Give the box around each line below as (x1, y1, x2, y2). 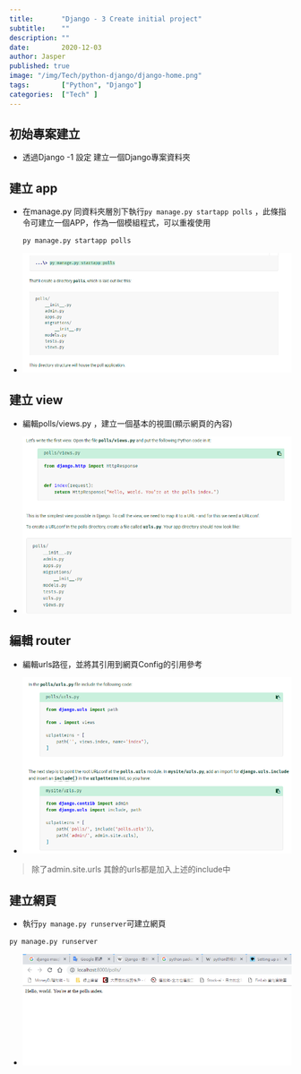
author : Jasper (9, 52, 66, 62)
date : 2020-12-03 (9, 43, 102, 52)
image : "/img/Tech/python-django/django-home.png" (9, 72, 202, 81)
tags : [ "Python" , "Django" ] (9, 81, 142, 90)
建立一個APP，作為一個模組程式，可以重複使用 (38, 218, 211, 228)
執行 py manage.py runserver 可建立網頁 (21, 918, 167, 929)
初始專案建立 (9, 126, 81, 142)
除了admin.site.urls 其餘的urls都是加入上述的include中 (30, 864, 231, 875)
